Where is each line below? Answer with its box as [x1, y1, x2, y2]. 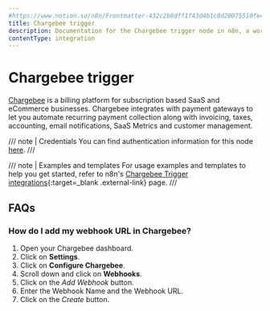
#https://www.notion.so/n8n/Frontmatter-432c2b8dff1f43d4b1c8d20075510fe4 [8, 11, 264, 20]
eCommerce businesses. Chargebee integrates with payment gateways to [8, 104, 253, 113]
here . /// [8, 145, 35, 155]
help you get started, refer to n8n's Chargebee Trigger [8, 170, 189, 179]
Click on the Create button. [19, 294, 110, 304]
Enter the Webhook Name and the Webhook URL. [19, 286, 184, 296]
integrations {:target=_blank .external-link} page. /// [8, 178, 178, 187]
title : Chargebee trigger [8, 19, 95, 27]
